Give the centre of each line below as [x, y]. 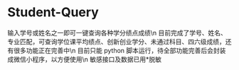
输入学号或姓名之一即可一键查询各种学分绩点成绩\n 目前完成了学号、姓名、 [117, 33]
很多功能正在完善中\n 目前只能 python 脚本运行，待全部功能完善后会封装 [119, 50]
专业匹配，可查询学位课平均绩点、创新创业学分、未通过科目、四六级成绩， [116, 41]
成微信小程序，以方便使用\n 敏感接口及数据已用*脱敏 [85, 59]
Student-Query [53, 12]
